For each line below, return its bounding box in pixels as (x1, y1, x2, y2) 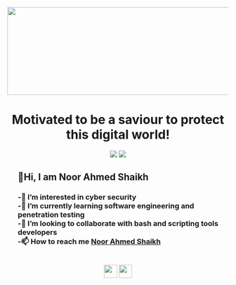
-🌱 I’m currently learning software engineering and (17, 201, 195, 211)
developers (17, 227, 58, 237)
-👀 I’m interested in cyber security (17, 192, 137, 202)
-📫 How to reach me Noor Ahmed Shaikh (17, 236, 162, 246)
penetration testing (17, 210, 85, 220)
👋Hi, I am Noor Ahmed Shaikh (17, 171, 149, 183)
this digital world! (65, 127, 171, 143)
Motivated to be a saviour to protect (11, 112, 225, 128)
